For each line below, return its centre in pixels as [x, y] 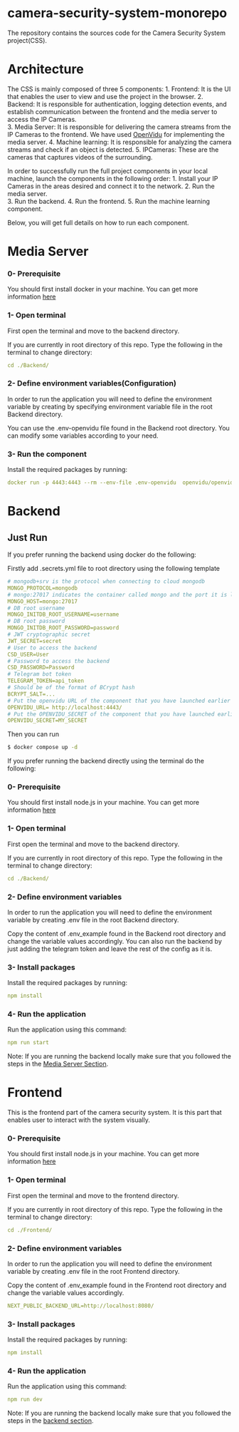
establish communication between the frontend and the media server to [112, 111]
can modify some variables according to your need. [83, 436]
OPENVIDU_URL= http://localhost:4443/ [65, 707]
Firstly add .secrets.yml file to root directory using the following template [114, 568]
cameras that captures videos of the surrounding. [80, 157]
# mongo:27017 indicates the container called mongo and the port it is [117, 594]
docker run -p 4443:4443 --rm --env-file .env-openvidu [92, 483]
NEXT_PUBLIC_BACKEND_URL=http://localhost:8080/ [81, 1306]
